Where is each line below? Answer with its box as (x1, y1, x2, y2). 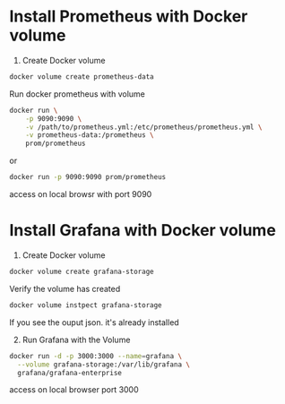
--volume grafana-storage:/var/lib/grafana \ (17, 360, 191, 369)
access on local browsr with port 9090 (9, 189, 152, 200)
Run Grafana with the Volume (22, 334, 131, 345)
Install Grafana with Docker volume (9, 220, 276, 241)
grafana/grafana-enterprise (17, 368, 123, 377)
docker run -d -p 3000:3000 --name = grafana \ (9, 351, 182, 360)
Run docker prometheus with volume (9, 88, 145, 99)
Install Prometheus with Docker (9, 6, 248, 27)
